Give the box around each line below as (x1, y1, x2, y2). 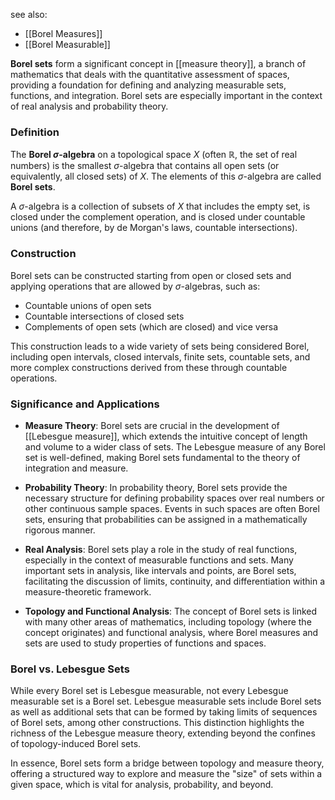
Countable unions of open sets (24, 299, 152, 311)
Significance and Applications (10, 397, 160, 411)
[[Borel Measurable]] (24, 39, 111, 50)
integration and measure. (24, 462, 129, 474)
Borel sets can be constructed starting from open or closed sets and (10, 269, 292, 281)
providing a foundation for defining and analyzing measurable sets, (10, 79, 287, 91)
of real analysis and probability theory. (10, 100, 169, 112)
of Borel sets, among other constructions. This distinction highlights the (10, 717, 305, 729)
